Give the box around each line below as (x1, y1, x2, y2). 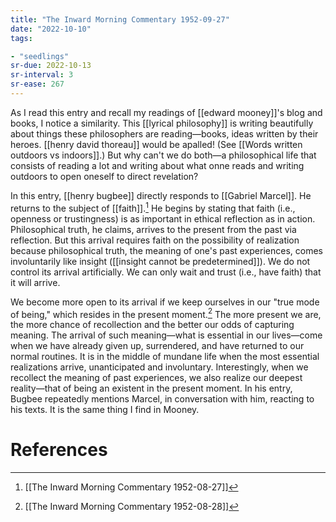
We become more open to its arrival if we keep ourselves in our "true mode (10, 296, 320, 308)
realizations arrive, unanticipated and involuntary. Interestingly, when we (10, 361, 309, 373)
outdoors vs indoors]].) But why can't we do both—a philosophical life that (10, 149, 317, 161)
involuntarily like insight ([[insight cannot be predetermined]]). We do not (10, 255, 311, 267)
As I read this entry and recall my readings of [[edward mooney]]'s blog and (10, 106, 323, 118)
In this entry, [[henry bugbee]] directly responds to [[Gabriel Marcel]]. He (10, 189, 312, 201)
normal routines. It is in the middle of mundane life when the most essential (10, 351, 320, 363)
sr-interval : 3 (10, 70, 74, 80)
